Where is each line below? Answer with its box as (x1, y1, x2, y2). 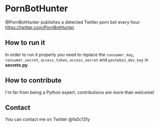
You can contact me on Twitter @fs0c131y (5, 116, 90, 123)
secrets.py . (5, 62, 29, 68)
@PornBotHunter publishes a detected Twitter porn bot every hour (5, 19, 140, 25)
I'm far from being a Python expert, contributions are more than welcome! (5, 89, 155, 95)
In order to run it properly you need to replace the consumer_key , (5, 51, 134, 57)
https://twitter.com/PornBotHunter (5, 24, 75, 30)
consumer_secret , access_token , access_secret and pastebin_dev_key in (5, 57, 149, 63)
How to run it (5, 39, 45, 47)
